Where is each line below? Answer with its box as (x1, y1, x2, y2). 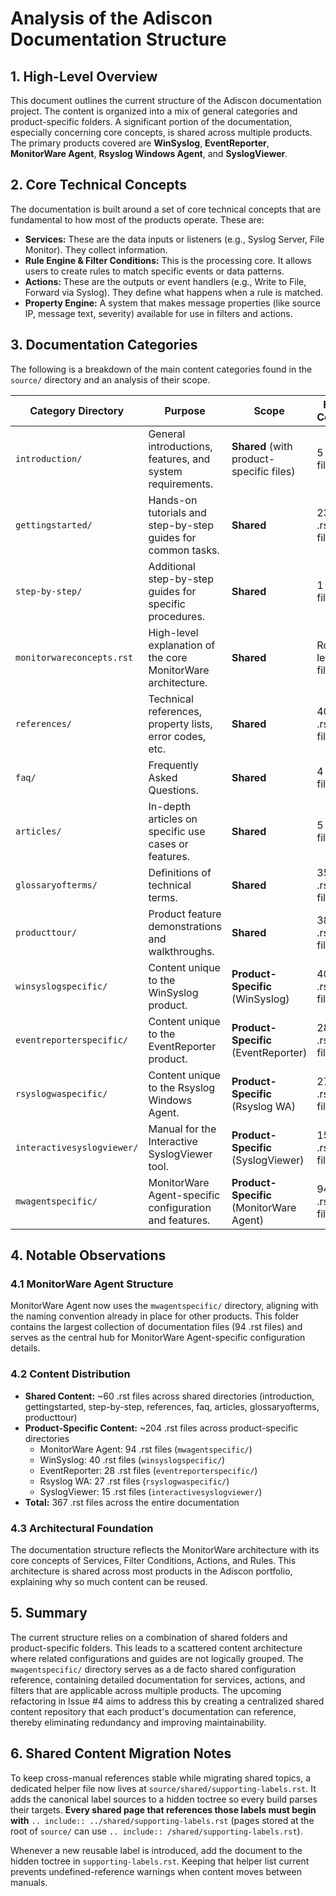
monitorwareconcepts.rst (15, 652, 134, 663)
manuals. (10, 1876, 48, 1888)
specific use (148, 824, 206, 838)
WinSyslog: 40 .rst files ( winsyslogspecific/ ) (39, 1453, 226, 1466)
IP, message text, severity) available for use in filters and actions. (24, 307, 293, 319)
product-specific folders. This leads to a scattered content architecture (10, 1642, 303, 1654)
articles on (148, 812, 198, 826)
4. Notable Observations (10, 1247, 167, 1264)
